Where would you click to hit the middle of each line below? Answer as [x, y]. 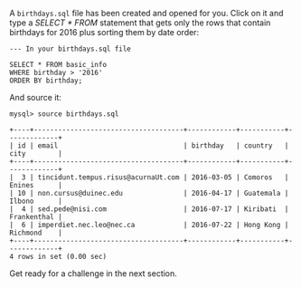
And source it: [35, 97]
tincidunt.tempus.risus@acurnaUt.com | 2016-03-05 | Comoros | [163, 178]
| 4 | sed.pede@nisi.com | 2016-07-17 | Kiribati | [149, 209]
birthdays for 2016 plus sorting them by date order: [104, 32]
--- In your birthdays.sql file [70, 49]
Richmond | [36, 233]
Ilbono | [36, 201]
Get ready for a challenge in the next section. [94, 274]
